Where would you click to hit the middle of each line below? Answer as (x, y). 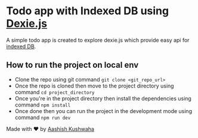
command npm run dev (43, 117)
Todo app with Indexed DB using (87, 11)
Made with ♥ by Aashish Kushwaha (50, 128)
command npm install (43, 105)
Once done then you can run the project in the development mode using (103, 111)
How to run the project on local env (72, 65)
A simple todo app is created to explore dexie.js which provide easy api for (98, 40)
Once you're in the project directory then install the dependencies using (103, 98)
